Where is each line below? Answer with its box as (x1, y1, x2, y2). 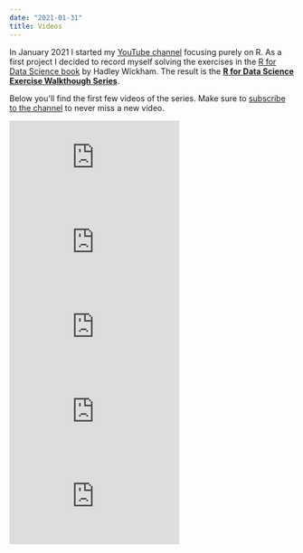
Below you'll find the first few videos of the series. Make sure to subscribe (9, 92, 287, 104)
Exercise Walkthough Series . (9, 75, 120, 86)
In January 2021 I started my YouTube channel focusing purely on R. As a (9, 46, 282, 57)
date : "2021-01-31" (9, 13, 83, 23)
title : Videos (9, 22, 63, 31)
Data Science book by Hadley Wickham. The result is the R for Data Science (9, 65, 294, 77)
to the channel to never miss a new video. (9, 102, 165, 113)
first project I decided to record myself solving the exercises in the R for (9, 56, 277, 67)
